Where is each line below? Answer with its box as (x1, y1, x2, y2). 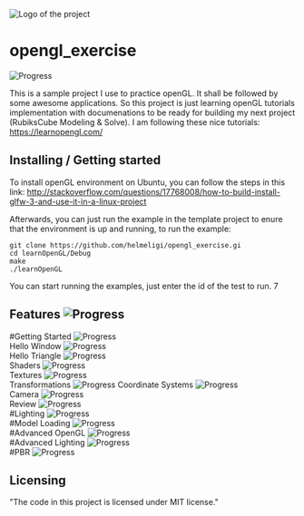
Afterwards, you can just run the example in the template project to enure (9, 213, 283, 224)
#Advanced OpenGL (9, 427, 86, 438)
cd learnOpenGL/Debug (9, 248, 92, 258)
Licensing (9, 472, 66, 488)
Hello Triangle (9, 350, 62, 361)
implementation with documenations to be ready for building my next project (9, 107, 296, 118)
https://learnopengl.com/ (9, 126, 103, 137)
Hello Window (9, 340, 62, 351)
